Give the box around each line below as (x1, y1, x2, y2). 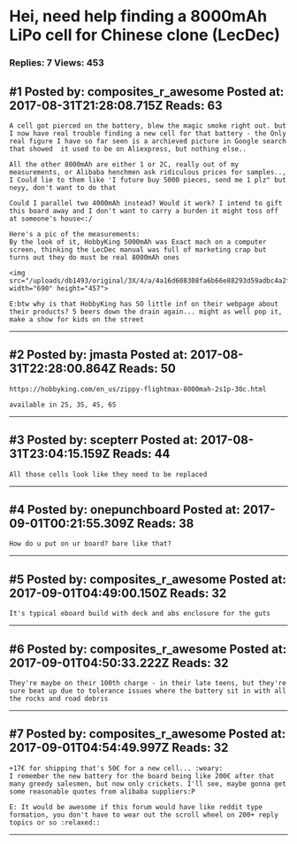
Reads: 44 (112, 446, 171, 461)
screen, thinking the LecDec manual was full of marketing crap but (9, 245, 267, 254)
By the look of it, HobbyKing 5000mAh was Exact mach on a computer (9, 237, 267, 246)
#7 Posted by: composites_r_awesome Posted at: (9, 726, 286, 741)
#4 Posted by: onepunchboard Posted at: (9, 502, 240, 517)
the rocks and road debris (9, 693, 109, 703)
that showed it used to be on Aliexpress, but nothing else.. (9, 144, 247, 153)
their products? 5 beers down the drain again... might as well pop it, (9, 307, 283, 316)
